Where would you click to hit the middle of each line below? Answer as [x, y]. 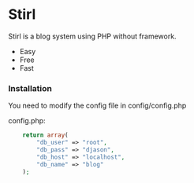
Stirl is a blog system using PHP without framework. [92, 36]
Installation [30, 88]
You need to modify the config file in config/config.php [97, 106]
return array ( [45, 135]
